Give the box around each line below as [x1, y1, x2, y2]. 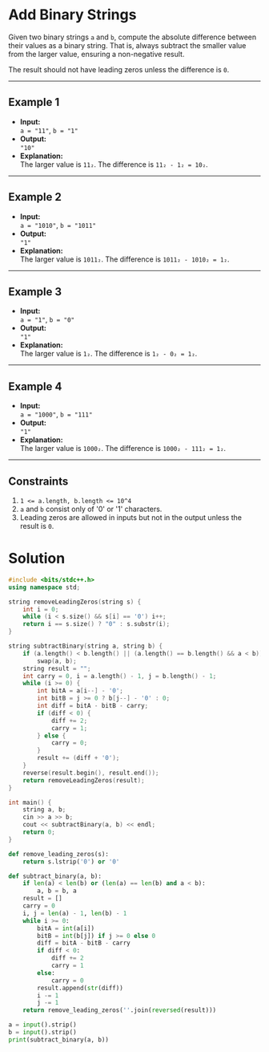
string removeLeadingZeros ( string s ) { [8, 598, 142, 606]
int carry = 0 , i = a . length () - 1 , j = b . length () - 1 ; [22, 672, 217, 680]
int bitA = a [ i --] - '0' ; [37, 687, 124, 695]
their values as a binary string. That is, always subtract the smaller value [8, 40, 247, 50]
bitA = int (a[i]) [37, 924, 94, 932]
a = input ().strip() [8, 1021, 78, 1029]
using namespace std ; [8, 583, 81, 591]
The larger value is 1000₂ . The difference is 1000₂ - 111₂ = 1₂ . [19, 444, 227, 453]
